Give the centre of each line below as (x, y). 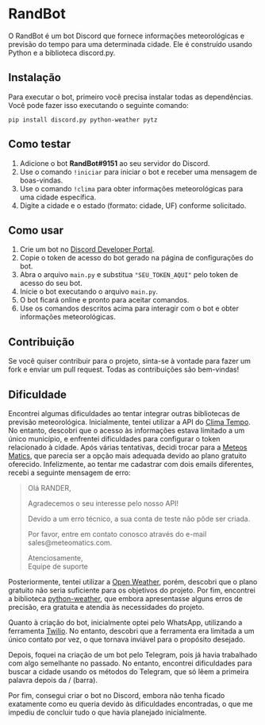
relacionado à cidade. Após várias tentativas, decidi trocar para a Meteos (128, 447)
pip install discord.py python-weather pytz (83, 120)
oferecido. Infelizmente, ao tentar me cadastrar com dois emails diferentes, (131, 464)
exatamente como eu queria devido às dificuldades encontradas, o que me (131, 704)
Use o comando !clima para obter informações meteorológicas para (131, 188)
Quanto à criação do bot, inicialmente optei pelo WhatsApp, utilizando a (125, 623)
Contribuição (42, 342)
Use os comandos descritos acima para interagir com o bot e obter (129, 309)
